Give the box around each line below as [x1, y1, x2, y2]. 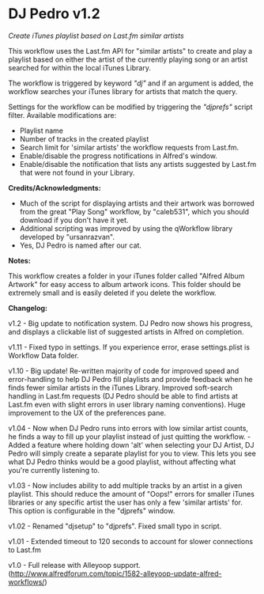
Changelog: [8, 303, 48, 312]
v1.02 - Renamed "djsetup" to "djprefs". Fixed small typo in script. [8, 521, 222, 531]
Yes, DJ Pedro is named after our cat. [19, 240, 142, 250]
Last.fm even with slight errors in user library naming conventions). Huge [8, 399, 246, 409]
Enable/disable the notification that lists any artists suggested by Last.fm [19, 159, 257, 168]
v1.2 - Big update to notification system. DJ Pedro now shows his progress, [8, 318, 253, 328]
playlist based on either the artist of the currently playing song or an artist [8, 55, 248, 64]
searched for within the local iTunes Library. [8, 62, 152, 72]
